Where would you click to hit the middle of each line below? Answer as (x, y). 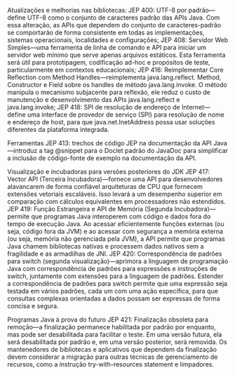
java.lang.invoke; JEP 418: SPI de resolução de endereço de (94, 107)
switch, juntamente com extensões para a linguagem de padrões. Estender (115, 276)
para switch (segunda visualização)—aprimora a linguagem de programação (118, 261)
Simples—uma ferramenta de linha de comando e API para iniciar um (107, 47)
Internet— (196, 107)
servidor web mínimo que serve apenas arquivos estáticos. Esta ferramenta (116, 55)
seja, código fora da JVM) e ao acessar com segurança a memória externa (115, 231)
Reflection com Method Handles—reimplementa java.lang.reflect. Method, (114, 77)
